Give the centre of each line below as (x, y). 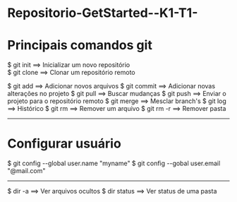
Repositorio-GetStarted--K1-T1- (103, 13)
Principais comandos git (80, 46)
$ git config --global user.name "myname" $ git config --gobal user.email (114, 163)
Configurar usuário (64, 144)
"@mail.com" (26, 171)
